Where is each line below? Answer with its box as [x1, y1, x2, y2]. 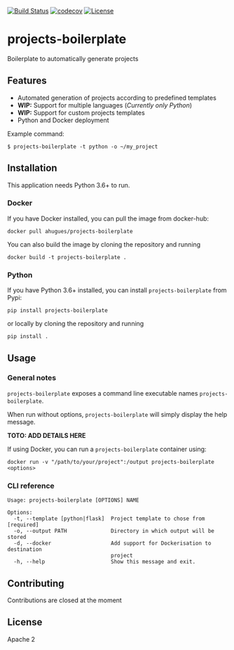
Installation [7, 162, 57, 174]
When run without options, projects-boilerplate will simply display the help [7, 410, 228, 418]
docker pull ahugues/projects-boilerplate [7, 228, 133, 235]
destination [7, 546, 42, 553]
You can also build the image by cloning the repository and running [7, 240, 201, 249]
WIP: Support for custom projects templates [17, 108, 145, 117]
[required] [7, 521, 39, 528]
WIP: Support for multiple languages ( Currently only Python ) [17, 100, 193, 109]
